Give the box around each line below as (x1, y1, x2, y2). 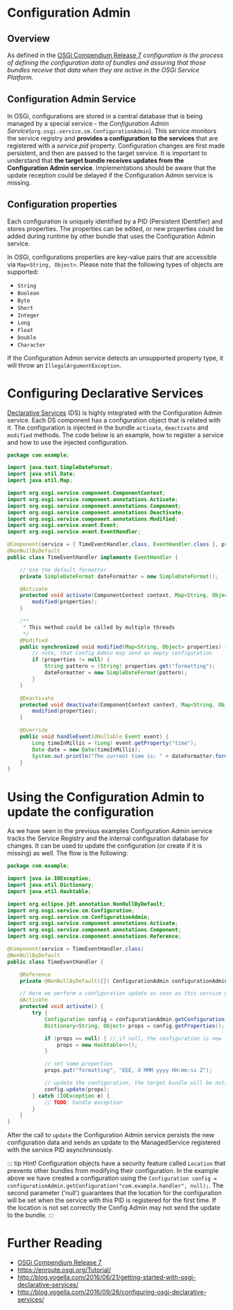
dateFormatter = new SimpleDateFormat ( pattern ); (44, 670, 188, 677)
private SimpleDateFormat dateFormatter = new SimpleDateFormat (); (19, 573, 218, 580)
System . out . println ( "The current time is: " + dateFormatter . (32, 752, 216, 759)
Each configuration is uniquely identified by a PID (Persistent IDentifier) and (7, 217, 223, 226)
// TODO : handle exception (44, 1098, 123, 1106)
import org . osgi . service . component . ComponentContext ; (7, 489, 166, 497)
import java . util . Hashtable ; (7, 887, 92, 895)
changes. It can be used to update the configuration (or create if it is (7, 842, 202, 850)
